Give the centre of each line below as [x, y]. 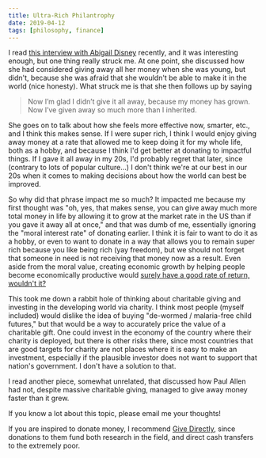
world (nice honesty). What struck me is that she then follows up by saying [130, 86]
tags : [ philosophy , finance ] [56, 30]
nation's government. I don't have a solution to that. [92, 366]
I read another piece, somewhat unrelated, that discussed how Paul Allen [127, 381]
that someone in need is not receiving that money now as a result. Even [125, 259]
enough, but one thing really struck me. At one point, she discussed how [127, 61]
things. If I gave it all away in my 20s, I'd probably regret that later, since [125, 159]
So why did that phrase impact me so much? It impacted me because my [127, 199]
